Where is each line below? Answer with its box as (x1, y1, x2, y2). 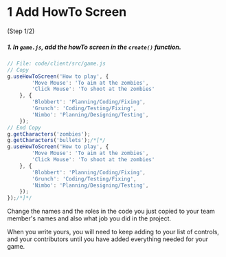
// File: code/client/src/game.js (7, 60, 106, 67)
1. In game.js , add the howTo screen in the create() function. (7, 43, 182, 51)
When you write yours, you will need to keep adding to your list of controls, (7, 228, 220, 236)
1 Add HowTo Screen (7, 4, 127, 20)
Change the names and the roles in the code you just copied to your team (7, 207, 215, 216)
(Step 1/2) (7, 27, 35, 35)
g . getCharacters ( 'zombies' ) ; (7, 130, 91, 138)
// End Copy (7, 124, 41, 131)
